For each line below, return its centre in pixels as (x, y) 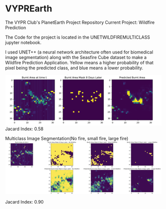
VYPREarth (29, 9)
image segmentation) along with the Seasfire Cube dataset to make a (76, 57)
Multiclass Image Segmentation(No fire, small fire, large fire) (67, 138)
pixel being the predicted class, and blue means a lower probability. (74, 68)
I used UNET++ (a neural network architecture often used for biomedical (79, 52)
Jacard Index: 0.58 (24, 129)
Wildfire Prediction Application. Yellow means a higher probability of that (80, 62)
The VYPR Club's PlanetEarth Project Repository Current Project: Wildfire (80, 22)
